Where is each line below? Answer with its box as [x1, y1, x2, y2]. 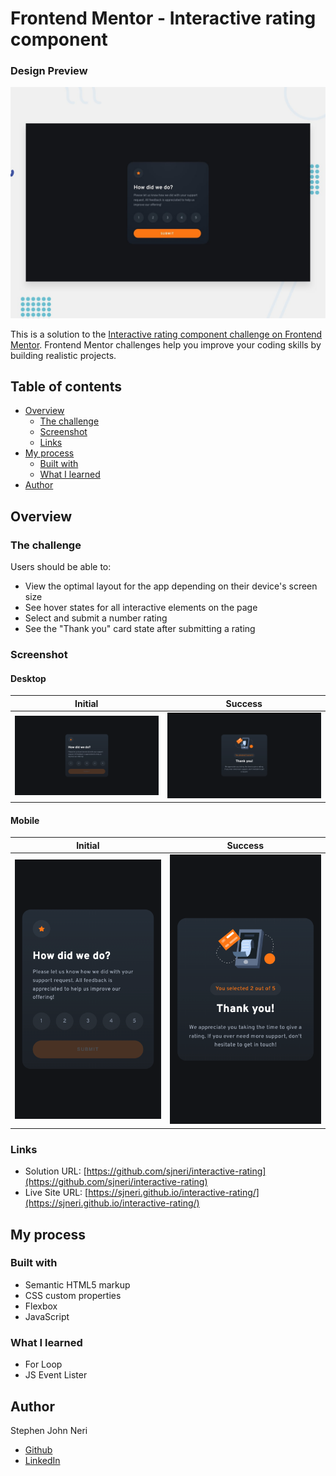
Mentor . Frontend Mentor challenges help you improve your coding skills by [10, 338, 322, 351]
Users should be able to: [10, 561, 112, 573]
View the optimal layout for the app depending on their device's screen [24, 580, 318, 592]
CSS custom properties [24, 1289, 122, 1301]
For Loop [24, 1358, 63, 1371]
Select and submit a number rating [24, 612, 168, 624]
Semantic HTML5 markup [24, 1278, 131, 1291]
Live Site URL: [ [24, 1187, 89, 1199]
